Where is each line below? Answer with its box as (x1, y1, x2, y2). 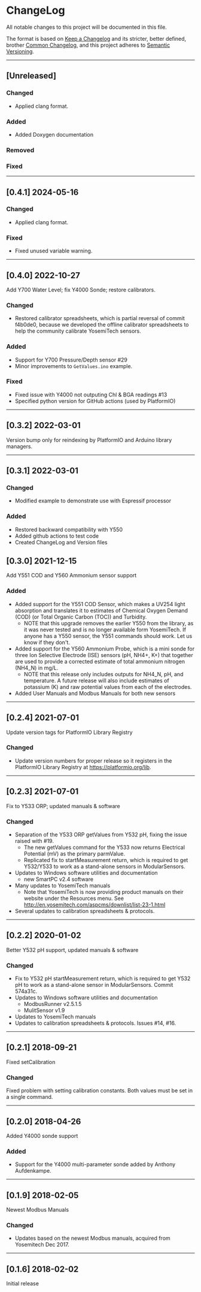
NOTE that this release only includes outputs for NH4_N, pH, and (23, 670, 184, 677)
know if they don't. (23, 639, 71, 646)
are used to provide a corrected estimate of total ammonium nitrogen (14, 658, 185, 665)
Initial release (6, 1280, 39, 1287)
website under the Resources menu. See (23, 895, 124, 902)
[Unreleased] (6, 71, 57, 81)
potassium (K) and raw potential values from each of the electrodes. (23, 683, 192, 690)
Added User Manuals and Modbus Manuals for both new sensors (14, 689, 176, 697)
